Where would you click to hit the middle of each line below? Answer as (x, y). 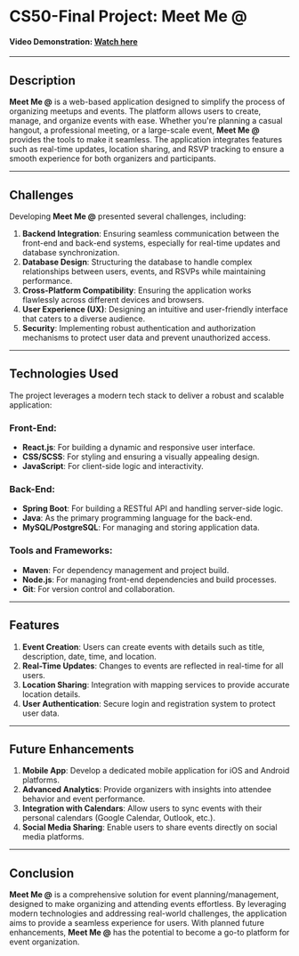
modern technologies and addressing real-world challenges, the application (148, 913)
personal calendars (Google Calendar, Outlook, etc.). (119, 818)
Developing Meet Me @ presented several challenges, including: (128, 216)
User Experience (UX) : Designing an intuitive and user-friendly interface (155, 310)
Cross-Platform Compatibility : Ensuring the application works (137, 290)
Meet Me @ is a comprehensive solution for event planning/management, (144, 895)
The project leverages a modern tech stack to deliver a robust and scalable (147, 395)
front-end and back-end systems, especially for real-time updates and (151, 243)
